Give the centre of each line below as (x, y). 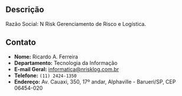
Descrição (25, 10)
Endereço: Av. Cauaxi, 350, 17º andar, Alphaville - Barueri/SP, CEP (95, 81)
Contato (21, 43)
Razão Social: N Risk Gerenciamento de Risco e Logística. (76, 24)
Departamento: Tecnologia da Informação (66, 63)
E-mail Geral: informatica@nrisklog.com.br (66, 69)
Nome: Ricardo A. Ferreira (46, 57)
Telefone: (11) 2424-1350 (45, 75)
